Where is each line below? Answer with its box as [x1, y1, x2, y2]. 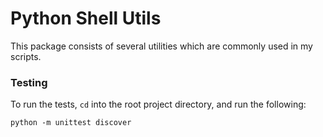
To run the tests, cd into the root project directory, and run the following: [10, 98, 307, 111]
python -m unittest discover [10, 118, 132, 128]
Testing [10, 75, 48, 89]
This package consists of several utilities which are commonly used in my [10, 40, 313, 52]
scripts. [10, 50, 42, 62]
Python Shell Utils [10, 7, 162, 30]
